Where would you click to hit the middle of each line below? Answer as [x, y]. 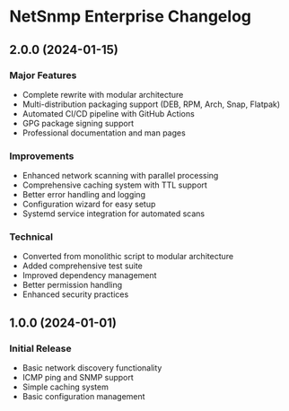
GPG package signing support [78, 123]
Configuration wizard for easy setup [89, 205]
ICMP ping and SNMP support [78, 378]
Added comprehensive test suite [83, 266]
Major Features [43, 75]
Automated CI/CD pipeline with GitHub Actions [108, 113]
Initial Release [40, 348]
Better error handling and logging [84, 195]
